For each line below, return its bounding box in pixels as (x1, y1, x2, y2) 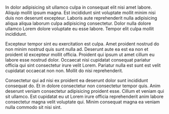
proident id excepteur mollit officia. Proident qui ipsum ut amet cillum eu (5, 51, 155, 58)
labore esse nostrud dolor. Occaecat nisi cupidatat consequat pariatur (5, 57, 151, 63)
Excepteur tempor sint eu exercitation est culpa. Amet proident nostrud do (5, 41, 159, 47)
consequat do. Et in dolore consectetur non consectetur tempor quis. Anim (5, 83, 160, 89)
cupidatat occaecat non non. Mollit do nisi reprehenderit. (5, 68, 124, 74)
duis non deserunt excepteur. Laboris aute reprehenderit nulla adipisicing (5, 15, 157, 21)
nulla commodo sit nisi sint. (5, 104, 62, 110)
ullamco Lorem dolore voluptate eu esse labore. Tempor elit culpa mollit (5, 26, 154, 32)
